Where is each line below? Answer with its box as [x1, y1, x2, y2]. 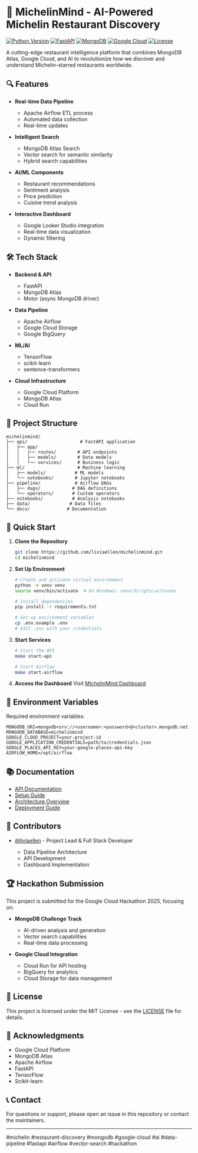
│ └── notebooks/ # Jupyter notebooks [6, 475, 126, 481]
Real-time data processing [23, 939, 88, 946]
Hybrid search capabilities [23, 157, 87, 164]
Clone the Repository [14, 538, 68, 545]
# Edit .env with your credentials [14, 626, 103, 632]
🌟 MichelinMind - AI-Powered [6, 5, 153, 19]
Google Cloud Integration [14, 951, 78, 958]
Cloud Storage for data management [23, 974, 113, 982]
